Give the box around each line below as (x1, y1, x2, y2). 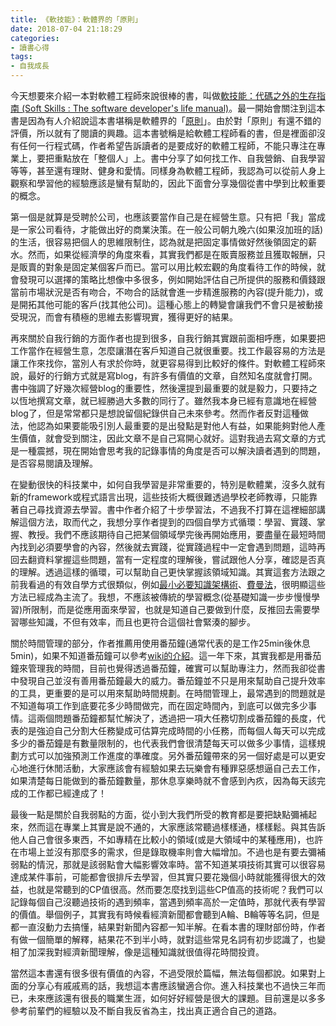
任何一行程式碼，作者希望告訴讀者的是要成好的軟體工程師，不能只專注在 (18, 140, 317, 151)
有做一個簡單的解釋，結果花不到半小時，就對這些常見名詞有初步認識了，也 (10, 934, 317, 945)
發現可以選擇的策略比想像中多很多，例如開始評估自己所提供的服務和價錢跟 (18, 274, 326, 285)
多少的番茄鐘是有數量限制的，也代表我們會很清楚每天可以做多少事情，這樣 (10, 737, 317, 749)
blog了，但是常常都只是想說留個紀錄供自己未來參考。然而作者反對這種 (10, 407, 300, 419)
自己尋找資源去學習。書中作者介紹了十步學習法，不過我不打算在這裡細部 (18, 504, 317, 515)
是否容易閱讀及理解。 (10, 457, 98, 469)
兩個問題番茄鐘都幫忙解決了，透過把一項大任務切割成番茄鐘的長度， (36, 712, 317, 724)
